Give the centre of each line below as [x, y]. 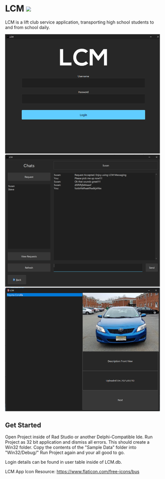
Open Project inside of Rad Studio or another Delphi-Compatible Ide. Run [79, 437]
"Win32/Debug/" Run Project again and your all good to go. [65, 452]
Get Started [23, 425]
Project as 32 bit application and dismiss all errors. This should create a [77, 442]
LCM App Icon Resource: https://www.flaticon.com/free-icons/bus [72, 472]
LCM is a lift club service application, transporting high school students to [80, 22]
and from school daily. [27, 27]
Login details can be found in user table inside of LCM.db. [64, 462]
